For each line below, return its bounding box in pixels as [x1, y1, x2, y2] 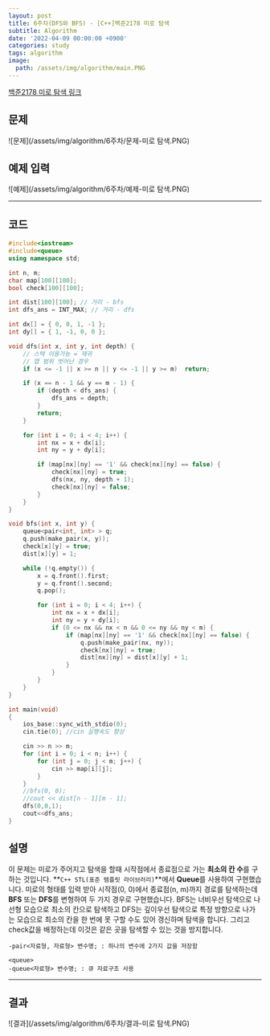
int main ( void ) [8, 705, 59, 714]
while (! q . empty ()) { [22, 564, 95, 572]
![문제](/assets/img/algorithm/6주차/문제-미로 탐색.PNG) [8, 136, 190, 145]
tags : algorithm [8, 49, 63, 57]
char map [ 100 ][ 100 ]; [8, 276, 78, 285]
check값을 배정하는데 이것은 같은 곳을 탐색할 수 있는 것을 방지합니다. [8, 924, 223, 934]
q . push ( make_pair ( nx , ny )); [80, 638, 174, 647]
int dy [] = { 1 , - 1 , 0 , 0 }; [8, 328, 106, 336]
